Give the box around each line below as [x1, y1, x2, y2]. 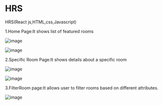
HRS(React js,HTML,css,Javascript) [5, 19, 77, 25]
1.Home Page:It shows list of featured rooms [5, 28, 94, 34]
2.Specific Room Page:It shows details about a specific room [5, 56, 127, 62]
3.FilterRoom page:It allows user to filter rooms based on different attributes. [5, 85, 159, 90]
